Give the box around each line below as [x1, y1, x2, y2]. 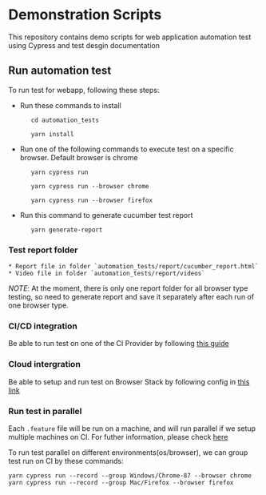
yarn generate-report [30, 226, 103, 234]
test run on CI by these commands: [8, 456, 124, 465]
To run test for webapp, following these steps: [8, 85, 160, 95]
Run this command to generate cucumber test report [19, 210, 193, 219]
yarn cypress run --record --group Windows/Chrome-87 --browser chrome [8, 471, 252, 480]
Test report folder [8, 244, 78, 256]
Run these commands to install [19, 100, 121, 110]
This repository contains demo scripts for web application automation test [8, 32, 252, 42]
